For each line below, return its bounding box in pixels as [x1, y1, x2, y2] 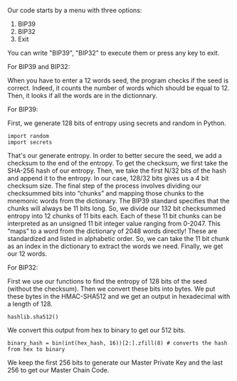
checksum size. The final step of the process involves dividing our [7, 181, 201, 190]
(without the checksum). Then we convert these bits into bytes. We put [7, 284, 216, 293]
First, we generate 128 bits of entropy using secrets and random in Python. [7, 119, 226, 127]
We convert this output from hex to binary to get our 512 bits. [7, 326, 186, 334]
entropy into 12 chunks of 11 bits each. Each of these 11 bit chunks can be [7, 212, 222, 220]
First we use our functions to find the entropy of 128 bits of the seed [7, 277, 207, 285]
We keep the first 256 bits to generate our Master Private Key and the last [7, 358, 223, 367]
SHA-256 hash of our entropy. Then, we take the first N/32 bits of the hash [7, 166, 226, 175]
